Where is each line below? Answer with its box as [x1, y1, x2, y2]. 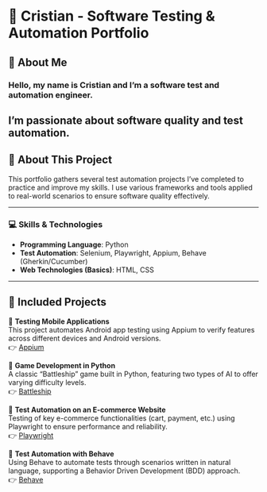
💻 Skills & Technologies [8, 218, 103, 229]
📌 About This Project [8, 153, 113, 167]
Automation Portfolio [8, 24, 149, 42]
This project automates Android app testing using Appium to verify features [8, 325, 255, 334]
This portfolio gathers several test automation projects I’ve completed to [8, 174, 245, 183]
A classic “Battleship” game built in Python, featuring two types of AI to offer [8, 369, 258, 379]
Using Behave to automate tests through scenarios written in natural [8, 457, 231, 467]
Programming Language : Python [19, 240, 129, 249]
